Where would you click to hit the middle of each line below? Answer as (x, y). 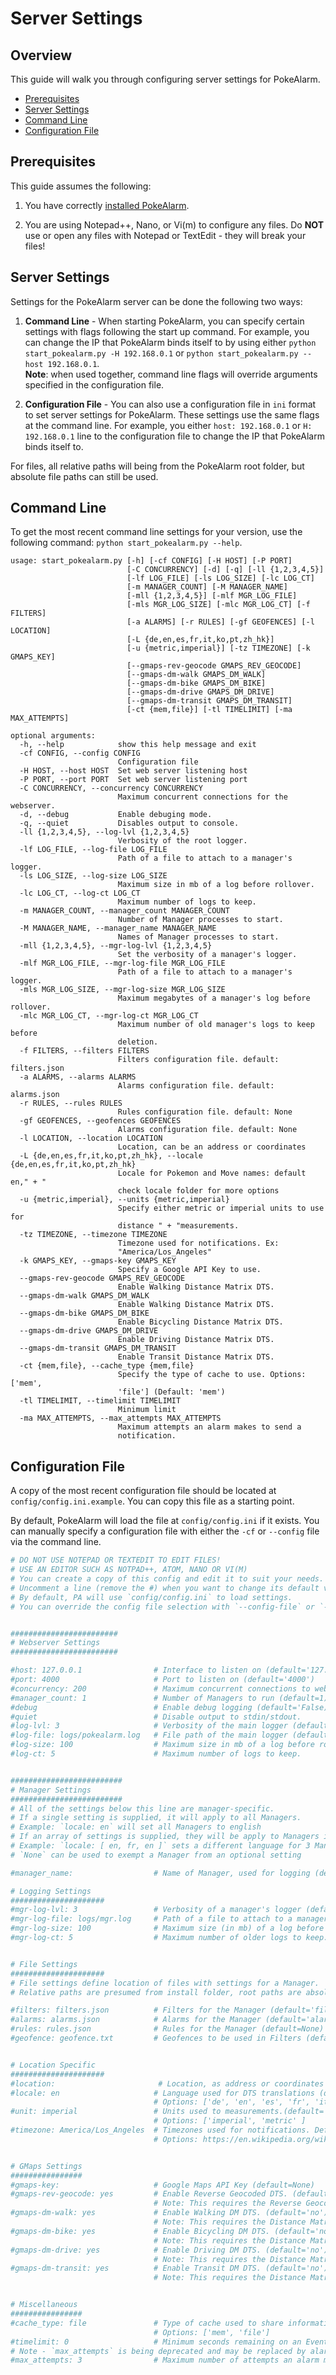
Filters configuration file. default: (198, 1060)
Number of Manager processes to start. (200, 920)
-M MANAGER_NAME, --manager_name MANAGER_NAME (118, 928)
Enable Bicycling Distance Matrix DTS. (200, 1322)
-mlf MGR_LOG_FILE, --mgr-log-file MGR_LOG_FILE (122, 963)
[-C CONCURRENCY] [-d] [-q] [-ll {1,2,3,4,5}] (225, 570)
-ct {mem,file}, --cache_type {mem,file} (107, 1366)
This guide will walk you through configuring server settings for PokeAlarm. (165, 79)
